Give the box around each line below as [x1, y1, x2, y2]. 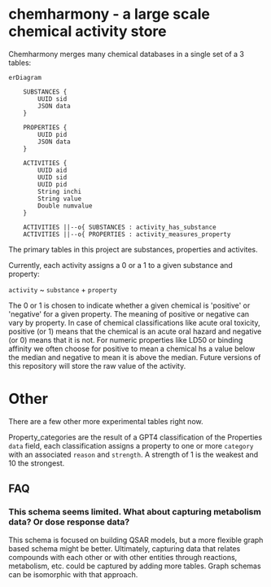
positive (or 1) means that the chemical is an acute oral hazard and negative [8, 326, 262, 336]
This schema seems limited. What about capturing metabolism [8, 506, 262, 518]
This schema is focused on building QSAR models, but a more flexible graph [8, 535, 264, 545]
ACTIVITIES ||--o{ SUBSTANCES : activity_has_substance [23, 223, 217, 231]
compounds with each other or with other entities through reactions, [8, 552, 238, 562]
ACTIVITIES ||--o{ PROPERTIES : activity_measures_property [23, 230, 231, 239]
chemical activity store [8, 22, 167, 41]
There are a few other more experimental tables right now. [8, 416, 203, 426]
